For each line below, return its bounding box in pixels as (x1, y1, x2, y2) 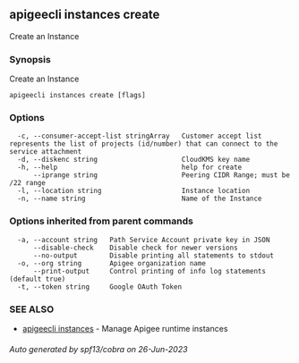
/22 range (9, 179, 47, 188)
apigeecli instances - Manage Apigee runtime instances (21, 324, 228, 333)
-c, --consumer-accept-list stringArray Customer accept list (17, 131, 262, 141)
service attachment (9, 148, 82, 156)
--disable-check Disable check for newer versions (32, 243, 239, 252)
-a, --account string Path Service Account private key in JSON (17, 235, 270, 244)
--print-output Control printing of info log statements (32, 266, 267, 275)
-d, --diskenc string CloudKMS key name (17, 156, 251, 165)
